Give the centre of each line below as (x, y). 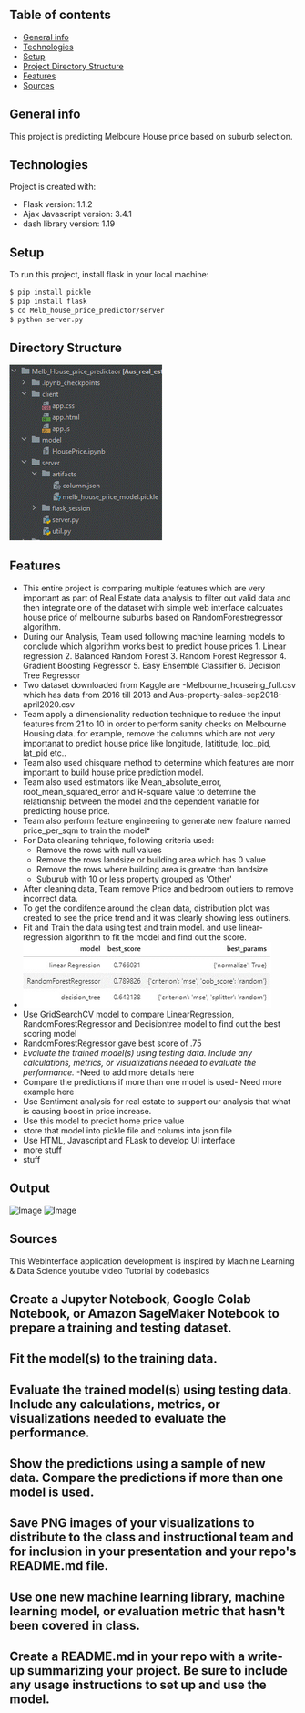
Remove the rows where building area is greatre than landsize (152, 869)
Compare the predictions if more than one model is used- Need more (152, 1081)
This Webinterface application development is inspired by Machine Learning (152, 1261)
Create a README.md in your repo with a (127, 1657)
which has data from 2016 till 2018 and (95, 695)
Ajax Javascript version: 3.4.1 (77, 214)
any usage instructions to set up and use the (138, 1685)
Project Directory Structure (73, 66)
